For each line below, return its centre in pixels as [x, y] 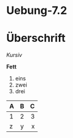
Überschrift [36, 38]
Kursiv [14, 55]
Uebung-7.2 [37, 11]
